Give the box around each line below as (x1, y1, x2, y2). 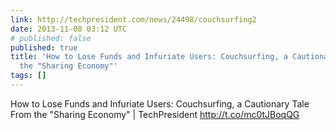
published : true (10, 42, 78, 53)
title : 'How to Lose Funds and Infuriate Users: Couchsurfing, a (10, 52, 288, 62)
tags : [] (10, 71, 47, 81)
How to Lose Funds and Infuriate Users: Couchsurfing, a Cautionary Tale (10, 97, 310, 110)
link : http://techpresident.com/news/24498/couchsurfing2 (10, 14, 257, 25)
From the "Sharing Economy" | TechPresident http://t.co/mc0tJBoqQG (10, 108, 300, 120)
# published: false (10, 33, 92, 43)
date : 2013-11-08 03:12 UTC (10, 24, 128, 34)
